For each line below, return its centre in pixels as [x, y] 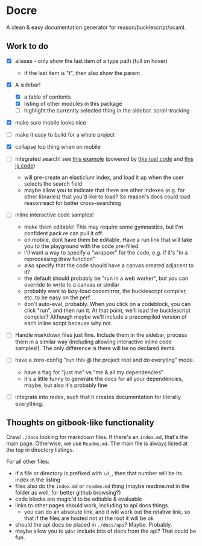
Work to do [27, 46]
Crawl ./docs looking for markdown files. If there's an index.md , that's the [97, 437]
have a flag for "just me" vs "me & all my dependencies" [94, 372]
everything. [29, 403]
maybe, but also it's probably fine [65, 385]
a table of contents [47, 97]
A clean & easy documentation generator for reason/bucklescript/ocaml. [96, 27]
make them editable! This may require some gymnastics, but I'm [103, 227]
